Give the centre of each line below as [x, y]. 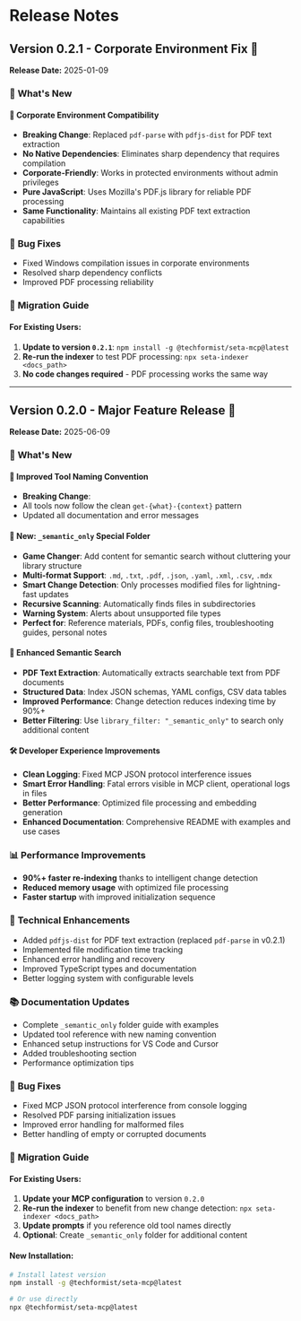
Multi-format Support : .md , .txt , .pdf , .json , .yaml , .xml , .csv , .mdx [147, 575]
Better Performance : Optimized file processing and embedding [139, 803]
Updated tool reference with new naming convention [119, 1034]
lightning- [263, 585]
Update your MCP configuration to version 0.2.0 [113, 1199]
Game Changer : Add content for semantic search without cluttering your [156, 556]
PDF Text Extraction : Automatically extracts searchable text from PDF [151, 673]
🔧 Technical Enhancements [70, 920]
